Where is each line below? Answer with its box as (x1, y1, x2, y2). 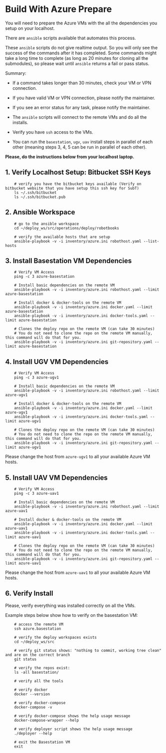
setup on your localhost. (5, 25, 55, 31)
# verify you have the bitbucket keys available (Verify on (14, 181, 142, 187)
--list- (143, 238, 160, 244)
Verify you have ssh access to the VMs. (12, 129, 94, 135)
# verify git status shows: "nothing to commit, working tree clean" (14, 648, 162, 653)
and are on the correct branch (5, 652, 70, 657)
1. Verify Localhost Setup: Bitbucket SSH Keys (5, 168, 151, 177)
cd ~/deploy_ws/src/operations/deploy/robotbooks (14, 225, 120, 230)
